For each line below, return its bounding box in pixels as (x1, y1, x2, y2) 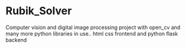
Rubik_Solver (5, 4, 72, 18)
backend (5, 36, 27, 43)
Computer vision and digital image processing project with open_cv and (5, 24, 181, 31)
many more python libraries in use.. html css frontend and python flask (5, 30, 178, 37)
